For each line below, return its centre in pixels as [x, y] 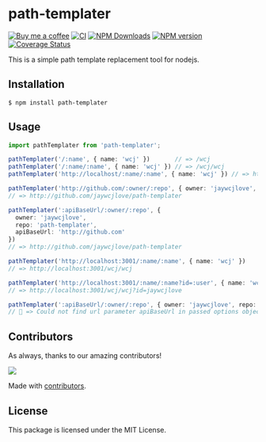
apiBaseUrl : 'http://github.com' [70, 232]
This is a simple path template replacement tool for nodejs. [104, 59]
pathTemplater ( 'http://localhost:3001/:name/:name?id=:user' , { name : [127, 283]
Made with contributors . [47, 386]
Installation [36, 84]
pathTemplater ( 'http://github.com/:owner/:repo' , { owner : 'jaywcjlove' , [133, 189]
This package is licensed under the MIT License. [87, 429]
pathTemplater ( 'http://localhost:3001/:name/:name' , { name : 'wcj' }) [127, 261]
